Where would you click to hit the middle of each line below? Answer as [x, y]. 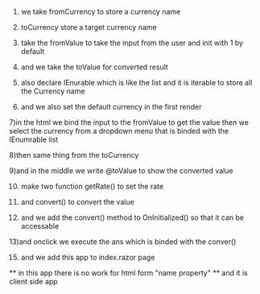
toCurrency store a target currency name [89, 27]
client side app [34, 282]
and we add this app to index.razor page [88, 257]
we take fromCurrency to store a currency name [101, 12]
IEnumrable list [34, 139]
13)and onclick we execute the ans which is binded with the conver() [123, 242]
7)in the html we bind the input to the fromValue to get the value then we [129, 122]
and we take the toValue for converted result [94, 67]
